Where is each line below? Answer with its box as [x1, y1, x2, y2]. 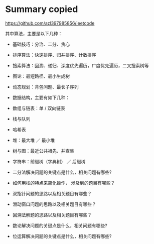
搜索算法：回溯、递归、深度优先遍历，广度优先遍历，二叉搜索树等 [12, 62, 149, 68]
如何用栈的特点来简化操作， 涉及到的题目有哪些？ [12, 180, 115, 186]
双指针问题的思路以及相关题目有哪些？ [12, 190, 92, 196]
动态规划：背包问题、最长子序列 [12, 84, 79, 90]
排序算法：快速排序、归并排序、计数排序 [12, 52, 96, 58]
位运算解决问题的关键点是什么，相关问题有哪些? [12, 233, 112, 239]
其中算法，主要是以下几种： [5, 30, 63, 36]
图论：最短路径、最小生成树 [12, 73, 70, 79]
